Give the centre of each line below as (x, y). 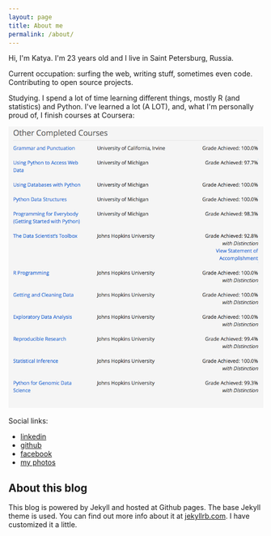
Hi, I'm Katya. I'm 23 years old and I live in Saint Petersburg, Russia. (121, 58)
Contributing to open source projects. (71, 83)
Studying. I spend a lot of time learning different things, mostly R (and (124, 98)
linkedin (33, 436)
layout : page (30, 17)
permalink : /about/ (41, 34)
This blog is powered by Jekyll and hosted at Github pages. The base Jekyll (135, 508)
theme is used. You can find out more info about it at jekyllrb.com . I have (129, 516)
